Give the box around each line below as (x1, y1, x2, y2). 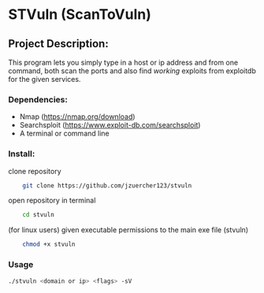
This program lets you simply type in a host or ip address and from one (8, 57, 239, 67)
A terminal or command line (19, 128, 110, 139)
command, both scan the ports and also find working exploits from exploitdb (8, 66, 256, 76)
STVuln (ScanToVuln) (8, 6, 152, 24)
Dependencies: (8, 94, 69, 105)
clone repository (8, 166, 61, 176)
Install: (8, 148, 35, 159)
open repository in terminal (8, 195, 96, 206)
